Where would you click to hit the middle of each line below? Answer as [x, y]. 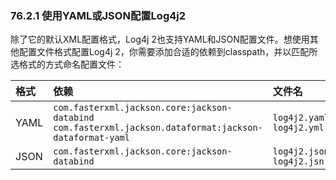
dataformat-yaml [91, 138]
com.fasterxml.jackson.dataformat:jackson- [158, 128]
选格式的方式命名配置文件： [67, 64]
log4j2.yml [298, 128]
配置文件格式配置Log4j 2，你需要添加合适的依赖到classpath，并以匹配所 [168, 52]
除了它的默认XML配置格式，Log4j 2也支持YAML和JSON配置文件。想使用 [160, 39]
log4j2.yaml [301, 118]
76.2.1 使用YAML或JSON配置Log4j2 [98, 15]
